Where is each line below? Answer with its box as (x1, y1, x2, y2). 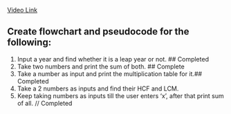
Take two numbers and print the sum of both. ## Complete (17, 62, 185, 70)
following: (7, 37, 52, 48)
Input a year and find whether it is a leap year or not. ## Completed (17, 55, 210, 63)
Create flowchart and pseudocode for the (7, 26, 190, 37)
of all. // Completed (17, 99, 73, 107)
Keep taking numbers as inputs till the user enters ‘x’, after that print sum (17, 91, 225, 99)
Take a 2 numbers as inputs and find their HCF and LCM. (17, 84, 179, 93)
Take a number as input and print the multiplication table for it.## (17, 69, 203, 78)
